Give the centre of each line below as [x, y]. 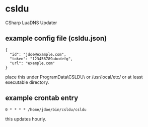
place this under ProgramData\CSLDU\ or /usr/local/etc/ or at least [74, 77]
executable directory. [27, 82]
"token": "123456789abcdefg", [41, 59]
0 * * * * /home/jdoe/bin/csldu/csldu [46, 109]
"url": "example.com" [32, 63]
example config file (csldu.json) [56, 38]
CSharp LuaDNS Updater [31, 23]
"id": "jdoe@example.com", [38, 54]
